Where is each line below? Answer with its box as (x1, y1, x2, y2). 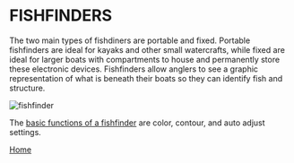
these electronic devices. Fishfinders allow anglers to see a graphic (9, 64, 258, 74)
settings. (9, 126, 42, 137)
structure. (9, 82, 46, 93)
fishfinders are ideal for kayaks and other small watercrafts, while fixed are (9, 44, 285, 55)
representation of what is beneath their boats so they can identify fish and (9, 73, 283, 83)
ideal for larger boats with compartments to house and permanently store (9, 54, 281, 64)
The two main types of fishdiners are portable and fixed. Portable (9, 35, 251, 46)
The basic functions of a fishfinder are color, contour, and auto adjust (9, 117, 266, 128)
